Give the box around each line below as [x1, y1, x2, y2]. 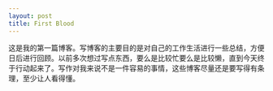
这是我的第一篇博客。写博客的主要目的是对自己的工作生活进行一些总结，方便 [8, 42, 265, 53]
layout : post [8, 11, 53, 20]
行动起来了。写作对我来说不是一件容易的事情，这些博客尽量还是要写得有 [15, 63, 258, 73]
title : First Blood [8, 19, 75, 28]
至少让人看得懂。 [22, 73, 80, 83]
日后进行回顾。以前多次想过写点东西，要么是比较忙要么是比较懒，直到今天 [8, 53, 258, 63]
